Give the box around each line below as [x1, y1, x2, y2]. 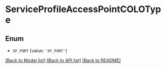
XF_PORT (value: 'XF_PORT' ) [12, 48, 67, 53]
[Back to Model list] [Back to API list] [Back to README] [5, 57, 121, 63]
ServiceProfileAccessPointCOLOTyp [5, 4, 161, 15]
